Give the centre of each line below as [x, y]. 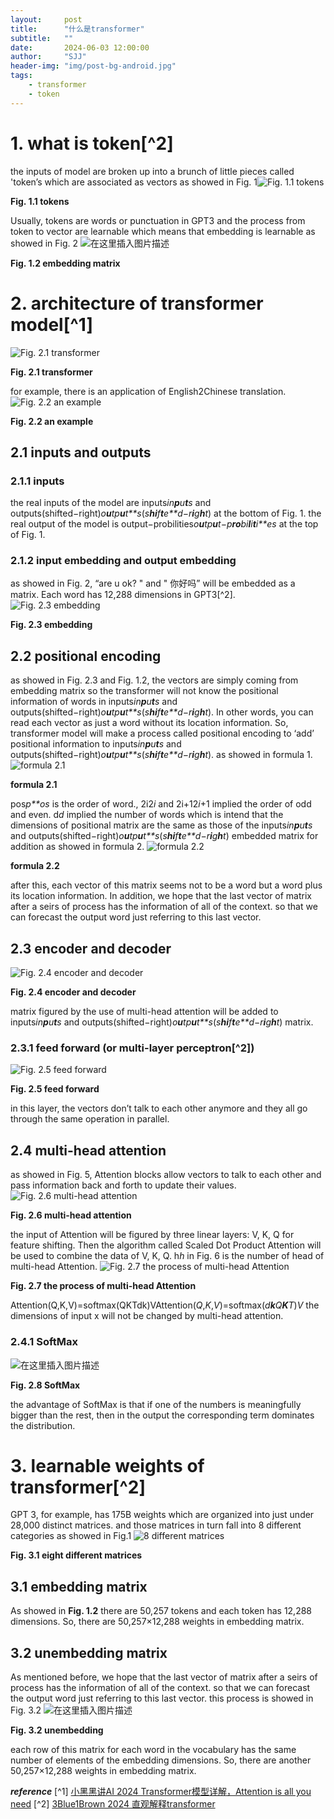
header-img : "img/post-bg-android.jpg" [93, 66]
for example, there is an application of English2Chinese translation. [148, 391]
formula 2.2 [35, 866]
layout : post [46, 19]
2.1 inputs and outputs [81, 452]
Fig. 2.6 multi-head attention [71, 1215]
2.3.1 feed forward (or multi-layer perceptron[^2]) [132, 1048]
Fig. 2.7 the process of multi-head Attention [103, 1286]
